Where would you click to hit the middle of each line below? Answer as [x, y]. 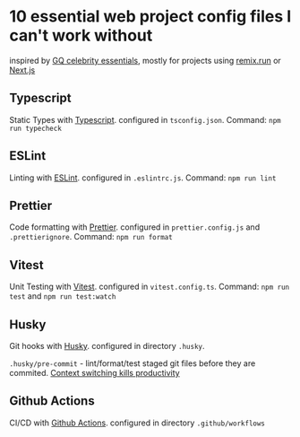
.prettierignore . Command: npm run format [91, 237]
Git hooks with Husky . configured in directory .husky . [107, 346]
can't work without [81, 35]
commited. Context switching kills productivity [95, 373]
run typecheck [36, 128]
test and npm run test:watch [63, 296]
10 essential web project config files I [150, 17]
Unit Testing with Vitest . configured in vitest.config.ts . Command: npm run [149, 287]
